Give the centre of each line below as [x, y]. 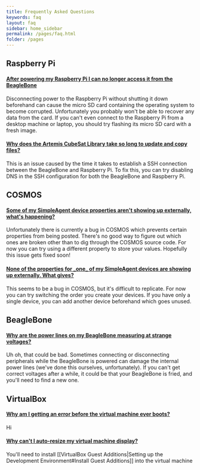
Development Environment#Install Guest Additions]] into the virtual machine [99, 460]
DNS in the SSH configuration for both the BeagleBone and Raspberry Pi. [96, 176]
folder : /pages [25, 39]
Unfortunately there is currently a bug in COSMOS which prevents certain [96, 230]
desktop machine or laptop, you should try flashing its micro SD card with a [99, 124]
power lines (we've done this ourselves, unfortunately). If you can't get [93, 367]
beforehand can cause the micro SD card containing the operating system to [100, 105]
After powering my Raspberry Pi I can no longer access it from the [90, 79]
